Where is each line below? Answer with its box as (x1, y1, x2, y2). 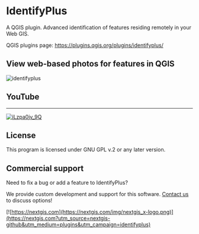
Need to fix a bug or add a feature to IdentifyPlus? (6, 179, 129, 186)
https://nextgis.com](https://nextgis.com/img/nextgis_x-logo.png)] (11, 208, 174, 216)
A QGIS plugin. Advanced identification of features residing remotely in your (6, 24, 191, 31)
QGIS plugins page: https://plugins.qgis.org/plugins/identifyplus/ (6, 42, 164, 49)
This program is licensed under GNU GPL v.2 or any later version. (6, 146, 166, 153)
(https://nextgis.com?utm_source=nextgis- (6, 215, 111, 222)
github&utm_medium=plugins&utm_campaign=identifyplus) (6, 221, 151, 228)
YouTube (6, 92, 40, 102)
